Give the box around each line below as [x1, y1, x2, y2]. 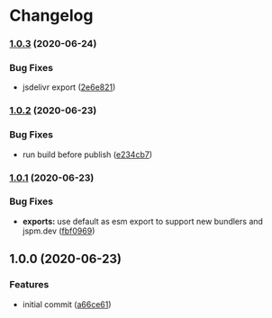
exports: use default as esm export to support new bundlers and [22, 216, 264, 226]
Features [9, 278, 50, 291]
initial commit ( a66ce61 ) [22, 298, 112, 310]
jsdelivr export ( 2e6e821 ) [22, 82, 116, 93]
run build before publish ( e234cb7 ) [22, 149, 153, 160]
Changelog [9, 5, 94, 26]
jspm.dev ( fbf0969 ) [22, 225, 95, 236]
